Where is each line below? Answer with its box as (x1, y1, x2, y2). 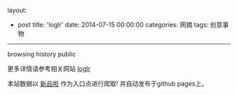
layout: (7, 6, 27, 14)
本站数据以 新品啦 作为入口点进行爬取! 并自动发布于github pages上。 (7, 80, 208, 87)
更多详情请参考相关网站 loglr (7, 65, 91, 72)
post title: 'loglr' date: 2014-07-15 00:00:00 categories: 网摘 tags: (17, 20, 209, 29)
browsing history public (7, 50, 76, 58)
